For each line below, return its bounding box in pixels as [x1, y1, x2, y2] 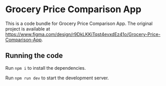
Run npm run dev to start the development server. [5, 75, 109, 81]
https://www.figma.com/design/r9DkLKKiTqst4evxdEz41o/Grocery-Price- [5, 31, 161, 37]
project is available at [5, 25, 50, 32]
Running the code [5, 51, 63, 60]
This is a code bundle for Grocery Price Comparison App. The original [5, 20, 153, 26]
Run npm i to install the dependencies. [5, 65, 86, 71]
